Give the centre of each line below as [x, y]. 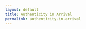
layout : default [22, 10]
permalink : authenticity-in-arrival [43, 19]
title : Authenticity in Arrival [39, 14]
